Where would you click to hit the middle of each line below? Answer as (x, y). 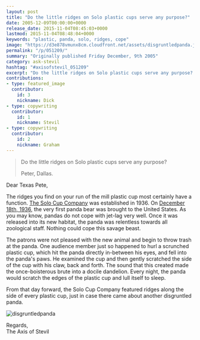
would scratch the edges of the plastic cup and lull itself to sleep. (86, 277)
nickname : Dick (36, 100)
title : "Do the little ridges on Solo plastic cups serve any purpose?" (98, 17)
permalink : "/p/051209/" (37, 51)
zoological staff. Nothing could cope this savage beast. (74, 228)
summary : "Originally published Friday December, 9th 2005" (82, 56)
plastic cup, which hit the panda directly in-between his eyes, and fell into (96, 252)
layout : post (22, 12)
